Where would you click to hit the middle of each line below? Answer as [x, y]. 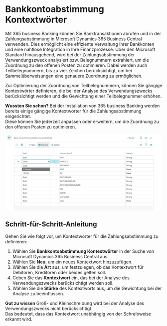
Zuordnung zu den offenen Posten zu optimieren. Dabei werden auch [76, 65]
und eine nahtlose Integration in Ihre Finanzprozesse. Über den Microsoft [80, 49]
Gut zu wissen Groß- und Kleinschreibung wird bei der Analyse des [75, 303]
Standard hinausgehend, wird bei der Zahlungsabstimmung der [70, 54]
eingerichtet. [18, 116]
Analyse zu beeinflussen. [38, 293]
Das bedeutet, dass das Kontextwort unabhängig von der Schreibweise [78, 314]
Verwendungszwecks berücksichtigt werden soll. [63, 283]
